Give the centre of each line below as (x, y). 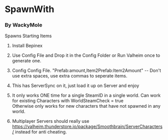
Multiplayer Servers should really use (50, 121)
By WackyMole (23, 25)
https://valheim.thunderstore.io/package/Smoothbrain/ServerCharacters (87, 126)
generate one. (26, 61)
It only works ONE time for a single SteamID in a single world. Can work (86, 95)
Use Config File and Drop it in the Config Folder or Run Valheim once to (86, 55)
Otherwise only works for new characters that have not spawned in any (86, 106)
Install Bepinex (27, 46)
